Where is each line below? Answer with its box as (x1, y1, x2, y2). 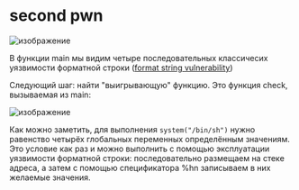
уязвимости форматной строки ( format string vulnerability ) (9, 62, 233, 73)
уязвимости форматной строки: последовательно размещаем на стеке (9, 152, 285, 163)
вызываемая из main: (9, 89, 92, 100)
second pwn (9, 5, 104, 26)
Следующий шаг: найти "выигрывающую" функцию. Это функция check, (9, 79, 288, 90)
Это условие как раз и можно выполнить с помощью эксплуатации (9, 143, 270, 154)
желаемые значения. (9, 172, 92, 183)
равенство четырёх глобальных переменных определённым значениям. (9, 133, 290, 144)
